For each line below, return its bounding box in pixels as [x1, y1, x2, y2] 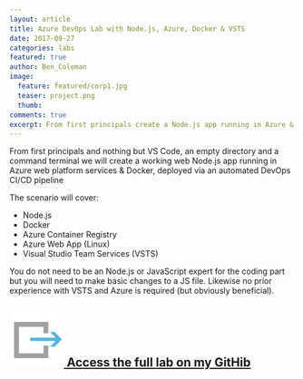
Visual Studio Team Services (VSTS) [22, 248, 159, 259]
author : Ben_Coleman [9, 63, 88, 72]
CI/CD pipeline [9, 175, 64, 186]
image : [9, 73, 34, 82]
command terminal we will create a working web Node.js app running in [9, 155, 278, 167]
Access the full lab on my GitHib [66, 355, 251, 370]
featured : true [9, 53, 67, 63]
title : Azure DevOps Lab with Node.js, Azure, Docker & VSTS [9, 24, 246, 34]
